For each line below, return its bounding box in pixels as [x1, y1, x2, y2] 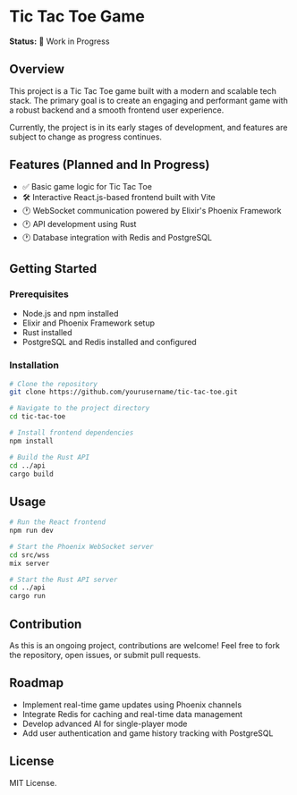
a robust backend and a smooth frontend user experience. [9, 105, 225, 115]
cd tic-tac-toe [9, 412, 66, 421]
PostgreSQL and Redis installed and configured [21, 337, 197, 348]
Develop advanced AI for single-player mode [21, 718, 188, 729]
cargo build [9, 469, 54, 478]
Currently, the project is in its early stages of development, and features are [9, 122, 288, 132]
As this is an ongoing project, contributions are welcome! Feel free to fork [9, 640, 280, 651]
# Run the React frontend [9, 518, 106, 527]
